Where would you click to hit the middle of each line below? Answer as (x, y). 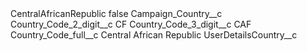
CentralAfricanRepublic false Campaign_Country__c (116, 13)
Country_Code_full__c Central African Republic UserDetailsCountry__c (154, 35)
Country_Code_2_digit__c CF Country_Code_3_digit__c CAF (131, 24)
